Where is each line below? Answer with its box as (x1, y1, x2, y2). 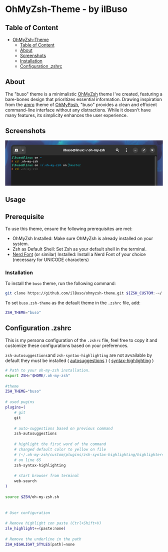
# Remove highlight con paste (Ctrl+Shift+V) (5, 521, 101, 526)
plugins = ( (5, 405, 26, 410)
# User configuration (5, 510, 50, 515)
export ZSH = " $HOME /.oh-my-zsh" (5, 373, 70, 378)
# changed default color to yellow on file (14, 447, 106, 452)
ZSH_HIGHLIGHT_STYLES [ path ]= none (5, 541, 75, 547)
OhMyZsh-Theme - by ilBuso (5, 3, 127, 15)
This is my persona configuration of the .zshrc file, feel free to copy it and (5, 337, 157, 343)
